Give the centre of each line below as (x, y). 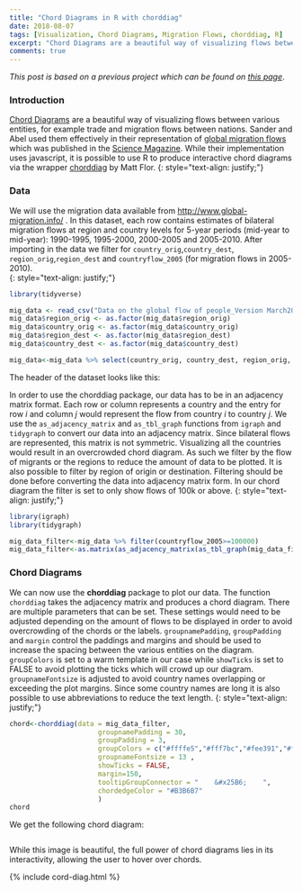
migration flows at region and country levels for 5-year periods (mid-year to (150, 230)
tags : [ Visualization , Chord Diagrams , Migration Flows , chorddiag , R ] (146, 34)
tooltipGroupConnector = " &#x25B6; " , (184, 782)
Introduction (37, 100)
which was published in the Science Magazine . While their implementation (147, 149)
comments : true (38, 51)
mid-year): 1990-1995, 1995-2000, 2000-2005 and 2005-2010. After (136, 239)
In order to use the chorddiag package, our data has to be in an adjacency (147, 395)
